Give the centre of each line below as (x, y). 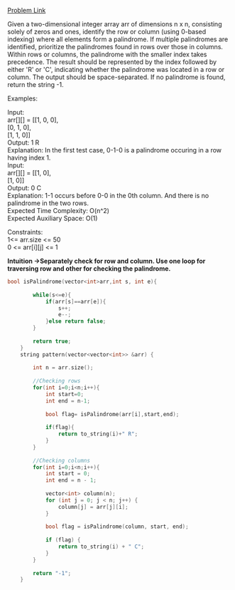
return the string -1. (35, 84)
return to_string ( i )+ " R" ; (98, 434)
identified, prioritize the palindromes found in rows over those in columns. (115, 47)
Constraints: (25, 232)
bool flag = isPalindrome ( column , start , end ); (117, 527)
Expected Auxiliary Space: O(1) (53, 218)
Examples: (22, 98)
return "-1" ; (52, 573)
